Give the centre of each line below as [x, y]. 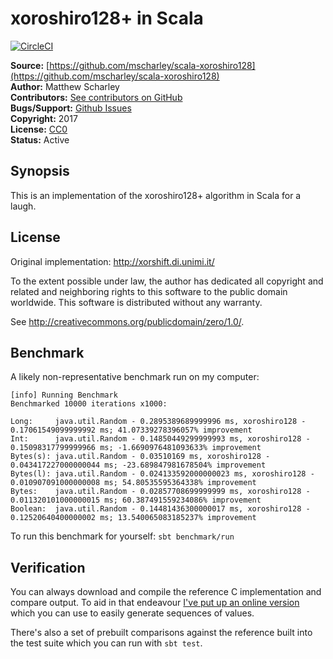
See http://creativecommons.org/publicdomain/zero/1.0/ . [127, 321]
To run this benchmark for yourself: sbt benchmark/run [122, 536]
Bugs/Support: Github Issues [71, 108]
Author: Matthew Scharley [65, 86]
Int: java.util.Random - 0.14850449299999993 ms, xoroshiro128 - [160, 439]
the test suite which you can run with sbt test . [106, 643]
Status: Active [40, 139]
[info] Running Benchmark [64, 395]
